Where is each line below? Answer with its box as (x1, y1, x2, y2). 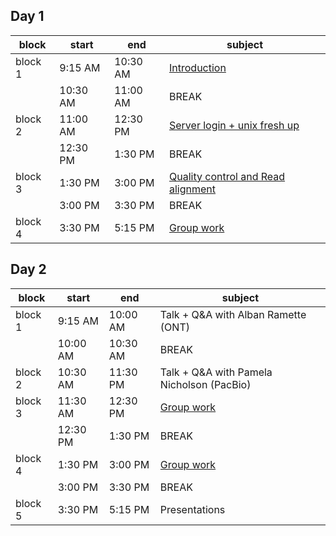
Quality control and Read (169, 169, 286, 183)
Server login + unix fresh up (169, 118, 300, 132)
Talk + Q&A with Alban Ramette (159, 307, 307, 321)
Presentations (159, 502, 226, 516)
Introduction (169, 60, 227, 74)
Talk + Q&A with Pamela (159, 365, 273, 379)
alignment (169, 182, 217, 196)
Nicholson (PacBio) (159, 377, 252, 391)
